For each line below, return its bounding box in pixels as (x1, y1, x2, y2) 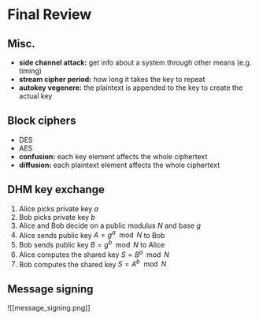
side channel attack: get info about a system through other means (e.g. (18, 58, 252, 67)
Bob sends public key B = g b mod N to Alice (18, 239, 165, 249)
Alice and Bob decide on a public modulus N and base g (18, 221, 202, 230)
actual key (18, 91, 53, 100)
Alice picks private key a (18, 203, 99, 214)
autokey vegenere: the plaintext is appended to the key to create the (18, 83, 243, 92)
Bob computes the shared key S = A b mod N (18, 258, 167, 269)
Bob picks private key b (18, 212, 96, 221)
